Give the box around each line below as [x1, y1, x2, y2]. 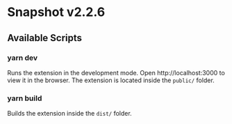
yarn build [7, 93, 42, 103]
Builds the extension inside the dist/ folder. [7, 109, 132, 118]
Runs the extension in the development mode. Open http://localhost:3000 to [7, 68, 226, 77]
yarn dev [7, 53, 38, 63]
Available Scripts [7, 32, 82, 44]
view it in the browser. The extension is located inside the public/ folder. [7, 76, 215, 84]
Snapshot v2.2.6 [7, 4, 106, 20]
